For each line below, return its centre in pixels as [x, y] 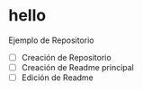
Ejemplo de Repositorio [51, 40]
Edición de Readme [57, 78]
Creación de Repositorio [66, 57]
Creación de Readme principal [77, 67]
